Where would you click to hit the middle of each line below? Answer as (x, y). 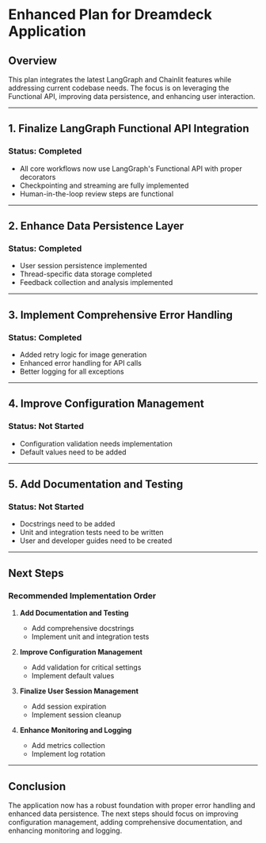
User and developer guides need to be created (96, 541)
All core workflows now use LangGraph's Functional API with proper (131, 169)
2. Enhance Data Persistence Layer (96, 226)
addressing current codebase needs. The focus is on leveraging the (119, 88)
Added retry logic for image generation (83, 355)
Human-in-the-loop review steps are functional (97, 194)
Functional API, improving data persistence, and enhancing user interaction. (132, 96)
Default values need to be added (73, 452)
